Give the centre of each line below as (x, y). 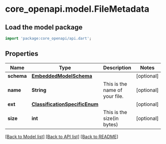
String (39, 90)
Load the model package (44, 27)
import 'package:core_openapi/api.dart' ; (48, 38)
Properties (22, 54)
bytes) (111, 124)
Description (117, 67)
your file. (113, 96)
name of (113, 90)
